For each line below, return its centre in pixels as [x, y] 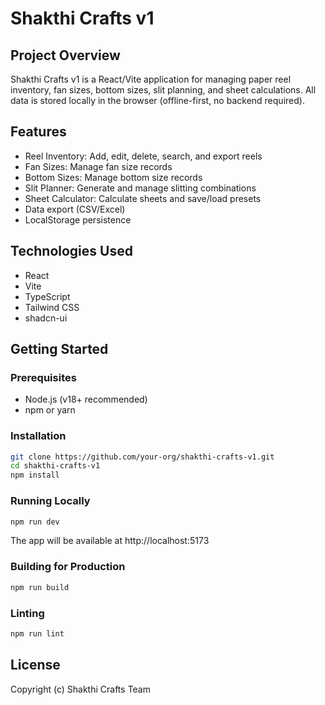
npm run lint [37, 633]
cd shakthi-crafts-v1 [55, 466]
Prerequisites [43, 377]
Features [38, 132]
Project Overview [65, 55]
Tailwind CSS [52, 307]
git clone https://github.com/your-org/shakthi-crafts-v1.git [142, 457]
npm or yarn [50, 410]
